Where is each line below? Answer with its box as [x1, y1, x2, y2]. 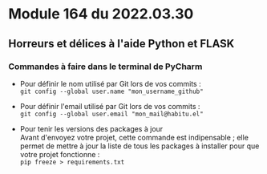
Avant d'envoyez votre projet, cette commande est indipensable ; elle [19, 132, 249, 142]
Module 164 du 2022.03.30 [8, 5, 194, 23]
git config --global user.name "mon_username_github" [19, 87, 204, 95]
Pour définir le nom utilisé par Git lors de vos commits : [19, 79, 202, 88]
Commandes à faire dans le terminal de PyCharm [8, 61, 203, 72]
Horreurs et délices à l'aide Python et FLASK [8, 37, 235, 51]
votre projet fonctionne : [19, 149, 100, 159]
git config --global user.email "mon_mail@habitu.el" [19, 110, 204, 118]
